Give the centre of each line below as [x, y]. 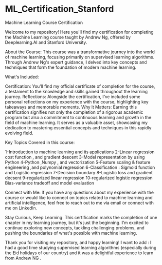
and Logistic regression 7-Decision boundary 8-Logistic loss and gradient [79, 172]
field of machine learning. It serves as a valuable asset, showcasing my [76, 122]
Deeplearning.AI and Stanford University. [46, 42]
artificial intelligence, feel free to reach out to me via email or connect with [80, 203]
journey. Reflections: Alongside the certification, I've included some [73, 97]
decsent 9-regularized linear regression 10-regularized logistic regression [79, 178]
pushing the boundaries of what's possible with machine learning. [71, 233]
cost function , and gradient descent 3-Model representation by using [75, 157]
